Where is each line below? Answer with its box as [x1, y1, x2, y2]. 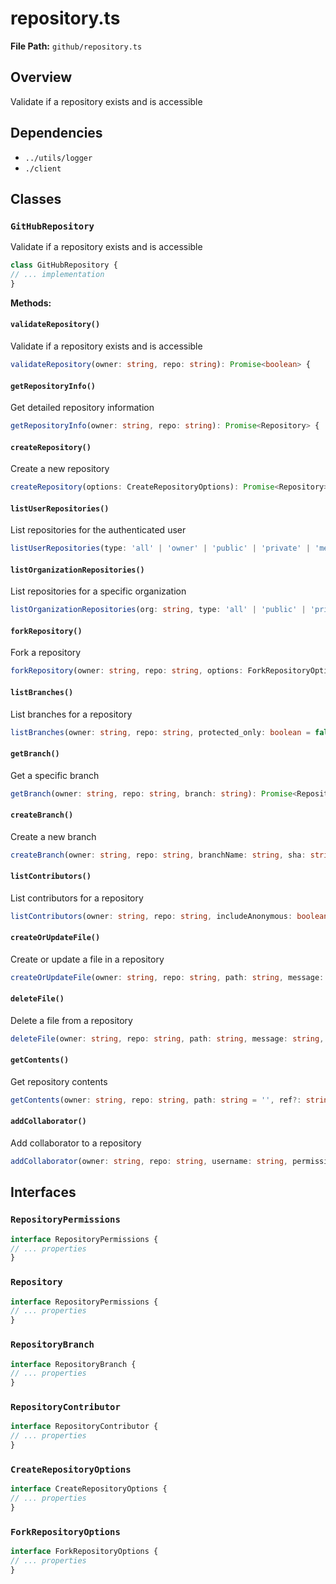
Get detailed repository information [10, 402, 155, 414]
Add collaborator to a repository [10, 1137, 142, 1149]
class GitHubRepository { [10, 260, 118, 271]
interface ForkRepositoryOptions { [10, 1547, 159, 1557]
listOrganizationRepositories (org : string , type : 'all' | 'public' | [10, 605, 307, 615]
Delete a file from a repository [10, 1014, 133, 1026]
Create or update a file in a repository [10, 953, 165, 965]
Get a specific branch [10, 769, 100, 781]
